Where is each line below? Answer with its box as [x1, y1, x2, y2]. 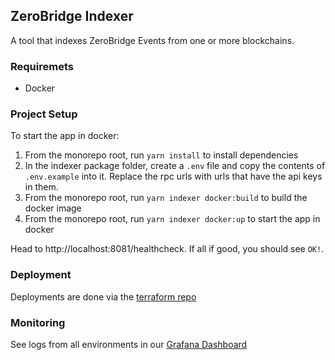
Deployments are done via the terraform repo [10, 290, 197, 303]
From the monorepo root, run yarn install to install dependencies [24, 149, 299, 161]
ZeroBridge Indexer [10, 8, 134, 25]
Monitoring [10, 315, 66, 329]
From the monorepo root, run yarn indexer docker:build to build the [24, 192, 308, 204]
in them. [24, 181, 59, 193]
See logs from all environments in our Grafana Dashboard [10, 339, 248, 350]
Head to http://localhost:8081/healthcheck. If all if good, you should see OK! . [10, 243, 325, 255]
